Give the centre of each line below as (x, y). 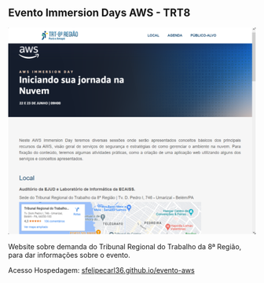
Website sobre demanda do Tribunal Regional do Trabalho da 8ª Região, (125, 246)
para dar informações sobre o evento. (70, 255)
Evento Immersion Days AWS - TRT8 (99, 13)
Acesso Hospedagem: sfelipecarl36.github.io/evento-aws (101, 270)
